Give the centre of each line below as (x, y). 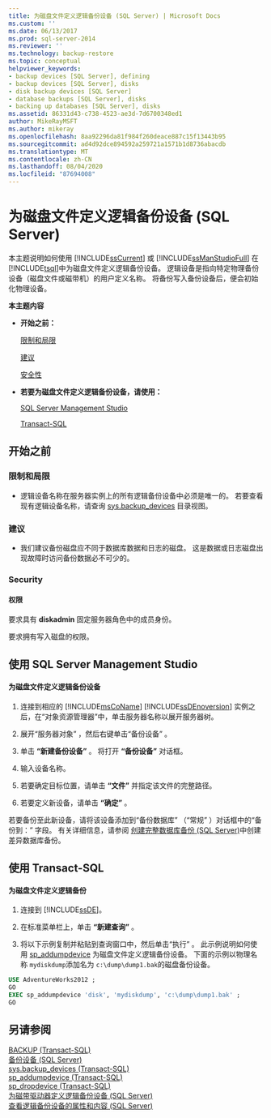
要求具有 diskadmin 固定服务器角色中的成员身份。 (92, 619)
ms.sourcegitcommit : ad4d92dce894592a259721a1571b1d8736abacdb (117, 144)
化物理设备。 (30, 288)
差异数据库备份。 (37, 840)
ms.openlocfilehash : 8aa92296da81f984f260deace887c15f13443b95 (117, 136)
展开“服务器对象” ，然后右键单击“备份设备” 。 (96, 734)
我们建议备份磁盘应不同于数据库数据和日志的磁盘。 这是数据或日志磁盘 (138, 547)
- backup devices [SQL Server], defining (79, 76)
